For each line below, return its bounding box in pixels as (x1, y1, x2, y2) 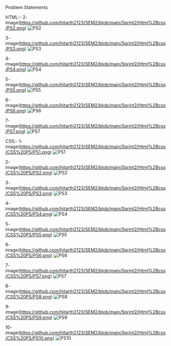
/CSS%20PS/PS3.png (5, 190, 51, 196)
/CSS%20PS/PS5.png (5, 232, 51, 238)
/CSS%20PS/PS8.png (5, 294, 51, 300)
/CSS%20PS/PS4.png (5, 211, 51, 217)
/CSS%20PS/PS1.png (5, 149, 50, 155)
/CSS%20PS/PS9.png (5, 314, 51, 320)
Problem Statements (5, 5, 48, 10)
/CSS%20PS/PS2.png (5, 170, 51, 176)
